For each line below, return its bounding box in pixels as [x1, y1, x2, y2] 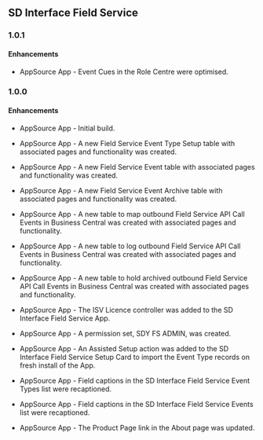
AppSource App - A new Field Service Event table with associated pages [19, 162, 255, 171]
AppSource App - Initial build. [19, 123, 115, 133]
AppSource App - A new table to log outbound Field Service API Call [19, 241, 241, 251]
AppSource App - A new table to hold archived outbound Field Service [19, 273, 248, 282]
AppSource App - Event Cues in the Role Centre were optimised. [19, 67, 229, 76]
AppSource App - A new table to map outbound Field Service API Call [19, 209, 245, 218]
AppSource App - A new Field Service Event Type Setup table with [19, 138, 236, 148]
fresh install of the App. [19, 361, 96, 370]
